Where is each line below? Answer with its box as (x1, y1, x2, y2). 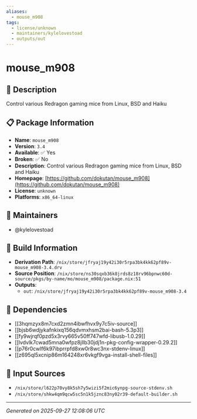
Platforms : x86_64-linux (14, 193, 74, 200)
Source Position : (14, 270, 56, 277)
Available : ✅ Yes (14, 149, 56, 156)
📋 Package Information (6, 118, 94, 128)
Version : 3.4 (14, 142, 45, 150)
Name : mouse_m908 (14, 136, 59, 143)
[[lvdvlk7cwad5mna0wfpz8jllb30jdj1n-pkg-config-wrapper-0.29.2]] (14, 339, 178, 346)
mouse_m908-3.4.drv (14, 265, 63, 271)
